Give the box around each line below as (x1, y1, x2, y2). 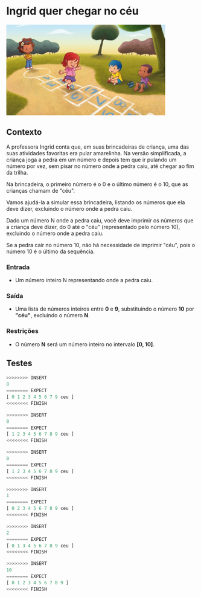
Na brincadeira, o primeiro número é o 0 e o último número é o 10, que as (6, 180, 188, 188)
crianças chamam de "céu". (6, 187, 75, 194)
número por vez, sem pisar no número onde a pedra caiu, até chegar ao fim (6, 162, 194, 170)
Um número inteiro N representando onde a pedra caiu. (14, 277, 153, 284)
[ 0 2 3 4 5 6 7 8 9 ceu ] (6, 506, 74, 512)
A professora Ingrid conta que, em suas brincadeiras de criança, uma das (6, 143, 189, 150)
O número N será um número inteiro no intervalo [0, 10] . (14, 340, 155, 348)
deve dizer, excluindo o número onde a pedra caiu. (6, 205, 133, 212)
